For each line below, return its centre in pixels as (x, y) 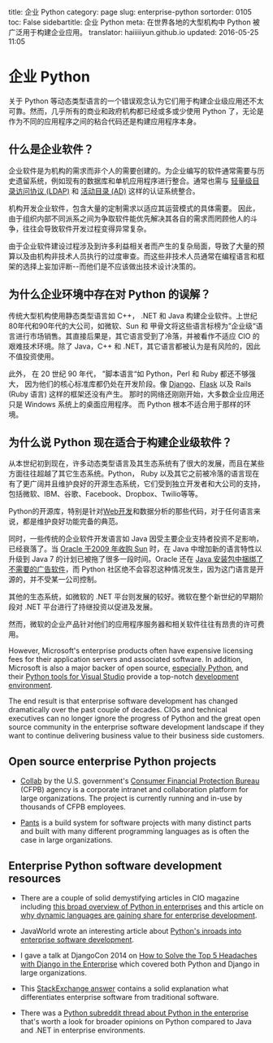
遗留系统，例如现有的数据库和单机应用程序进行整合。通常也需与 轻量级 (134, 181)
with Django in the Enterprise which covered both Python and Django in (140, 964)
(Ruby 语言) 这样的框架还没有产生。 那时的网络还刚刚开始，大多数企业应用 (133, 394)
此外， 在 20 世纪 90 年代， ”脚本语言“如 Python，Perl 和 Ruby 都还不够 (129, 374)
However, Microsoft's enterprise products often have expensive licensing (131, 651)
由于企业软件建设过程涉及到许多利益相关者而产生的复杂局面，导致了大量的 (133, 246)
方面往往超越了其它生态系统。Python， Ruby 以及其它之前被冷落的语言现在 (134, 474)
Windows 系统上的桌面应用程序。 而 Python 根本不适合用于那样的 (134, 404)
